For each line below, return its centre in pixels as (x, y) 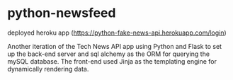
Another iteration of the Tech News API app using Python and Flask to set (114, 46)
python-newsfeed (62, 13)
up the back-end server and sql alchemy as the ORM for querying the (109, 54)
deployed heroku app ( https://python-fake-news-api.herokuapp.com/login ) (117, 33)
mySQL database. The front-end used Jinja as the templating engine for (112, 61)
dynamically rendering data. (48, 69)
